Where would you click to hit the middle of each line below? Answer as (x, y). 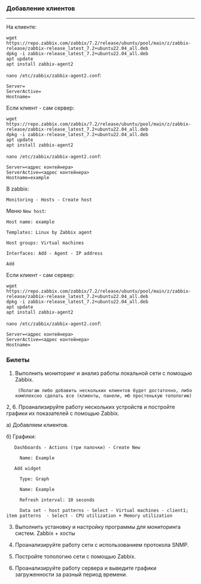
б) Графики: (21, 437)
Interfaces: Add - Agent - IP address (54, 254)
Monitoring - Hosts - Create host (49, 200)
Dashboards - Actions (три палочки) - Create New (77, 447)
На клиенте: (22, 27)
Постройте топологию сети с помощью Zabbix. (75, 556)
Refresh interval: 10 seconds (57, 500)
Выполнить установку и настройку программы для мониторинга (98, 526)
